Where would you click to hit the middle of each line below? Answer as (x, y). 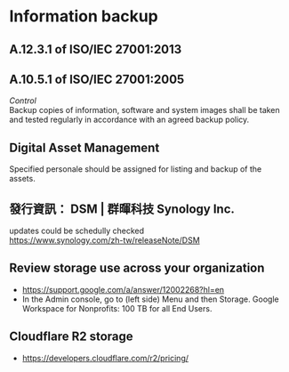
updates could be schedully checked (77, 231)
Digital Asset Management (84, 147)
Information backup (84, 16)
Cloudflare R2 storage (71, 337)
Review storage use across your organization (137, 268)
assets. (22, 179)
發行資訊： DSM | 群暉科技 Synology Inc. (122, 209)
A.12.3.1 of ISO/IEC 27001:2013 (96, 49)
